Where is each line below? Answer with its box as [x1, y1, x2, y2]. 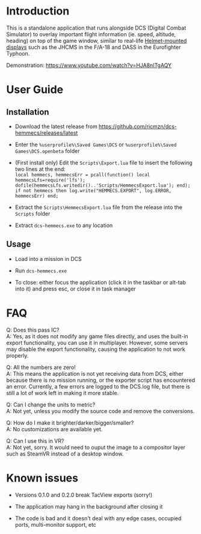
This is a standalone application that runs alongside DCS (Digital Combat [6, 24, 187, 31]
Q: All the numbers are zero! [6, 364, 76, 371]
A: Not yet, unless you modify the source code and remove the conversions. [6, 407, 195, 414]
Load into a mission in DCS [14, 255, 82, 262]
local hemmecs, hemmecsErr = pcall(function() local [14, 172, 150, 178]
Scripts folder [14, 210, 51, 217]
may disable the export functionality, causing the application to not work [6, 346, 185, 353]
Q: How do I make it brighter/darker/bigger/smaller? [6, 419, 134, 426]
